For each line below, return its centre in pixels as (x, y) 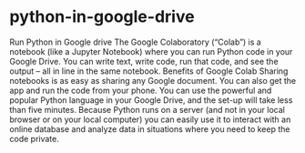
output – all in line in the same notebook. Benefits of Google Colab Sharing (149, 71)
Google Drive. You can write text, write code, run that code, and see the (144, 61)
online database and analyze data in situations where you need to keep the (150, 128)
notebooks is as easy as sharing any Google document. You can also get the (153, 80)
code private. (34, 138)
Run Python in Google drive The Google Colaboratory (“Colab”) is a (135, 42)
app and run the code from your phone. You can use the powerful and (141, 90)
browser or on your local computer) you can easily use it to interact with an (150, 119)
